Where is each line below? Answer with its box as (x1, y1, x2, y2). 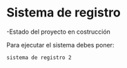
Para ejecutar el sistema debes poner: (6, 41, 115, 49)
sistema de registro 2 (6, 54, 72, 61)
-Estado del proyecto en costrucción (6, 27, 111, 36)
